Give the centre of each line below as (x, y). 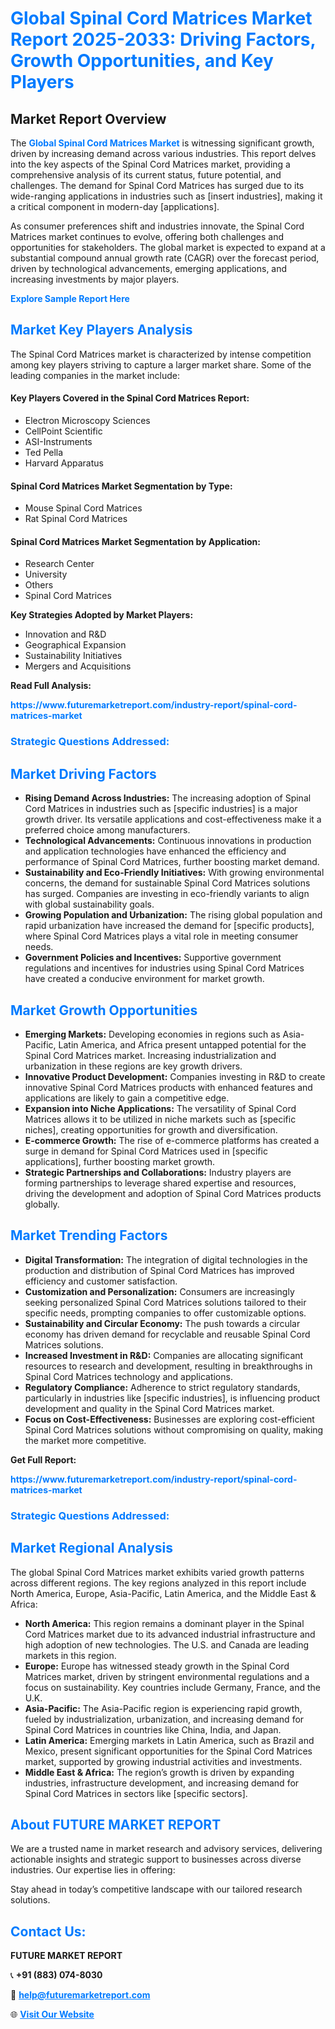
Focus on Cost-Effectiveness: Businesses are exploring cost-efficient (169, 1419)
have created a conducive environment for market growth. (144, 979)
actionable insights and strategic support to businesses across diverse (156, 1859)
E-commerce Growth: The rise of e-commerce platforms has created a (172, 1140)
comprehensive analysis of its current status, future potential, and (146, 175)
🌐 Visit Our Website (52, 2014)
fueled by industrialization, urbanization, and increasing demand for (164, 1719)
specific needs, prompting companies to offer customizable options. (165, 1313)
